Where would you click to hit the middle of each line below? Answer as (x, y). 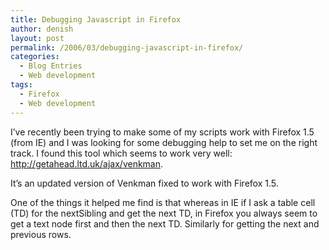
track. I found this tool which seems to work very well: (121, 153)
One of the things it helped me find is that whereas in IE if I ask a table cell (163, 202)
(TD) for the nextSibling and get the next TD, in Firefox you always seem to (164, 213)
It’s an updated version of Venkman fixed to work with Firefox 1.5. (144, 183)
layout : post (37, 38)
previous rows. (41, 234)
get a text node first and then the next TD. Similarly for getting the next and (165, 223)
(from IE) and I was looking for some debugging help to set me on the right (164, 142)
